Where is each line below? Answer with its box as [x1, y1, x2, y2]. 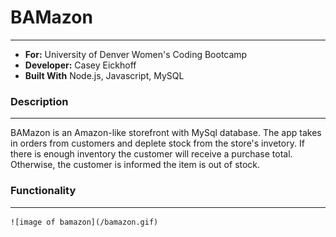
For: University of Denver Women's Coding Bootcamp [24, 48, 248, 60]
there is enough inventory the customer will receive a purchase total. [10, 148, 293, 160]
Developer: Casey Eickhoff [24, 59, 137, 71]
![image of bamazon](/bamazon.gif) [10, 217, 159, 227]
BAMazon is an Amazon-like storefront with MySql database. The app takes [10, 127, 322, 139]
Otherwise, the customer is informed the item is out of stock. [10, 159, 261, 171]
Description [10, 94, 69, 108]
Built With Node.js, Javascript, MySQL [24, 69, 185, 81]
